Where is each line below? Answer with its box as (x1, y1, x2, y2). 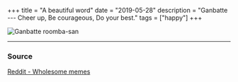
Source (7, 51, 33, 61)
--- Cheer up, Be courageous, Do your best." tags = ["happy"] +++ (7, 13, 203, 22)
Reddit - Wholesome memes (7, 67, 91, 76)
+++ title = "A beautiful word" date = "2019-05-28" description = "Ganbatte (7, 6, 228, 14)
